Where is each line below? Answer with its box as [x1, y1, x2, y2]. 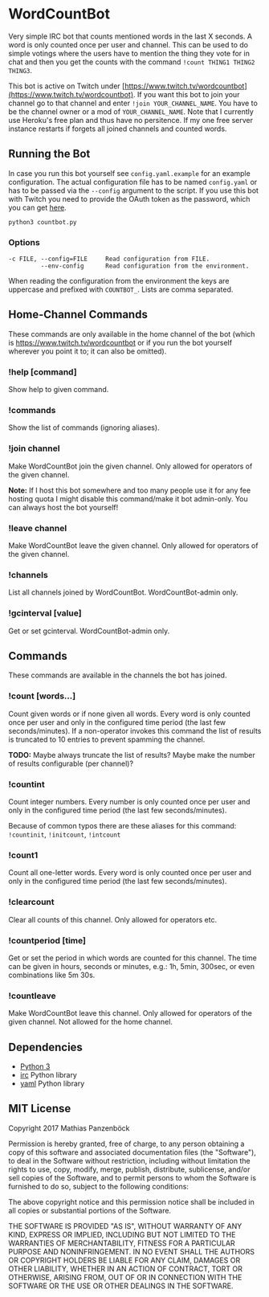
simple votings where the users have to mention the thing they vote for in [8, 48, 251, 58]
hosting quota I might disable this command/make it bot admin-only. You [8, 493, 249, 503]
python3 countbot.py [8, 218, 78, 226]
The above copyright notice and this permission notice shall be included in [8, 1197, 255, 1206]
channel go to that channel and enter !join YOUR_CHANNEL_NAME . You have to [8, 98, 259, 108]
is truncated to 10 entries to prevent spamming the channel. [8, 734, 206, 744]
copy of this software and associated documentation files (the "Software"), [8, 1147, 257, 1157]
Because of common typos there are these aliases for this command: [8, 821, 237, 831]
